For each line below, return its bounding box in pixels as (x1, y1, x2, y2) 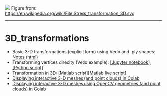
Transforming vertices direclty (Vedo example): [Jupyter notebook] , (12, 59, 151, 65)
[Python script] (12, 64, 43, 70)
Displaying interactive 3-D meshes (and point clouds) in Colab (12, 75, 140, 81)
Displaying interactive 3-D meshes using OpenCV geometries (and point (12, 80, 161, 86)
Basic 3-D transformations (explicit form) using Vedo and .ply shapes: (12, 48, 156, 54)
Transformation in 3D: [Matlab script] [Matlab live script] (12, 70, 127, 76)
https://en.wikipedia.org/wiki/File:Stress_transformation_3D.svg (5, 10, 135, 16)
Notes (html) (12, 54, 38, 60)
